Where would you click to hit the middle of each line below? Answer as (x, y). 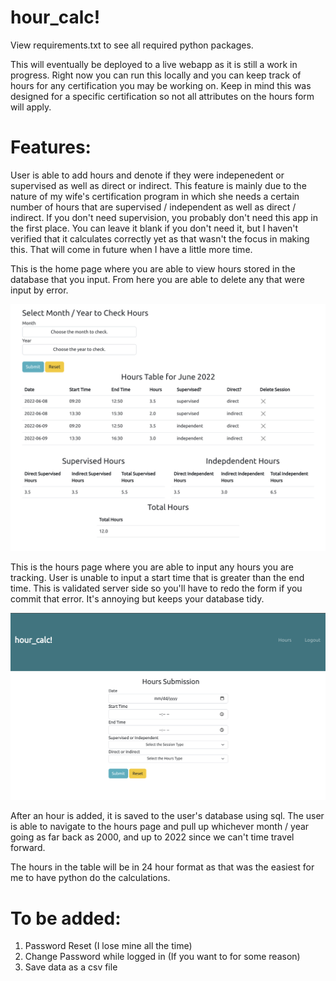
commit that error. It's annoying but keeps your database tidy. (137, 598)
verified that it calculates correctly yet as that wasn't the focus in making (160, 238)
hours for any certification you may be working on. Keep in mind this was (161, 85)
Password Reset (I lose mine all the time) (108, 946)
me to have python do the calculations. (90, 878)
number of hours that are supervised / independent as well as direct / (153, 207)
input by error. (39, 290)
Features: (51, 147)
